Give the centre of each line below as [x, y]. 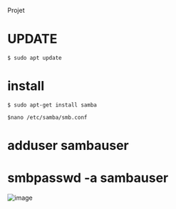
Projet [16, 10]
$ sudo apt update [35, 58]
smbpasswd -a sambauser [88, 178]
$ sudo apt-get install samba [52, 105]
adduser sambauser [68, 146]
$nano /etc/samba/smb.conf [47, 117]
